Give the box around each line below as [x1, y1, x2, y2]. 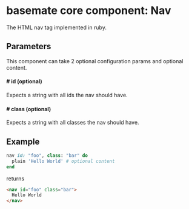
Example [6, 136, 40, 146]
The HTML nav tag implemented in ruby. [6, 24, 107, 31]
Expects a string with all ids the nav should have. [6, 91, 128, 98]
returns [6, 174, 25, 182]
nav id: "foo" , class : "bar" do [6, 152, 88, 159]
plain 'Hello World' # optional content [12, 158, 115, 164]
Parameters [6, 41, 51, 52]
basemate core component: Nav [6, 4, 171, 18]
